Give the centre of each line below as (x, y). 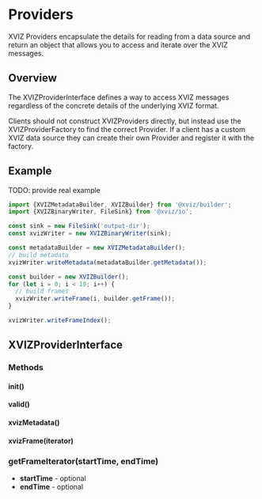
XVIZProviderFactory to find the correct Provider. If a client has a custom (127, 129)
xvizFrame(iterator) (41, 440)
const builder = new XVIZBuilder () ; (68, 277)
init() (16, 386)
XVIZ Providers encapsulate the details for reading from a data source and (129, 36)
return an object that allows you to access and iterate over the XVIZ (118, 44)
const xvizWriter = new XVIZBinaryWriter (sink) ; (90, 234)
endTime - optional (51, 486)
